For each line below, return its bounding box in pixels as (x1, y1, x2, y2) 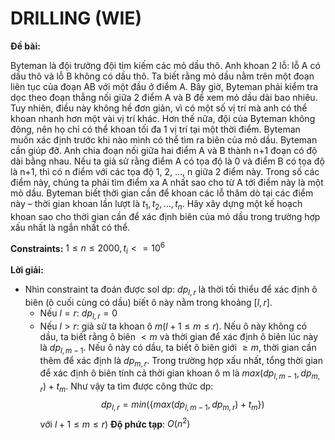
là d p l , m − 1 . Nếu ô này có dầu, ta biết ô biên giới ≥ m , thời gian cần (39, 341, 317, 356)
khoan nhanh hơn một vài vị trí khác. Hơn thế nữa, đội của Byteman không (10, 112, 316, 124)
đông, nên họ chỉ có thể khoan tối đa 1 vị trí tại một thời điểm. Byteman (10, 123, 301, 135)
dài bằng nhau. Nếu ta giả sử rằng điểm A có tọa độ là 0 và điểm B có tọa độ (10, 155, 325, 167)
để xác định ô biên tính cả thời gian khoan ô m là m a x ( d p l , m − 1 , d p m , (39, 367, 321, 382)
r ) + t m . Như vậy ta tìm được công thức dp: (39, 380, 214, 394)
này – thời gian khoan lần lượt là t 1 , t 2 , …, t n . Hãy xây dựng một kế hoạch (10, 197, 303, 212)
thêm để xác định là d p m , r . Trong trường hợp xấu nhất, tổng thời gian (39, 354, 323, 369)
